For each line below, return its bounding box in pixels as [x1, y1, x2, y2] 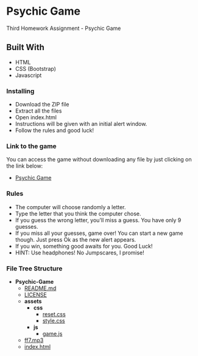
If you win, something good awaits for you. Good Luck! [15, 242, 153, 250]
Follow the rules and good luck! [15, 127, 94, 134]
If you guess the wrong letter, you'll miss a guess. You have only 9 [15, 216, 182, 224]
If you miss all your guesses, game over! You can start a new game [15, 229, 183, 237]
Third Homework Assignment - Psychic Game [6, 24, 121, 32]
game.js [42, 330, 63, 337]
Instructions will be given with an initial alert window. [15, 121, 147, 128]
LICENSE [24, 291, 47, 298]
